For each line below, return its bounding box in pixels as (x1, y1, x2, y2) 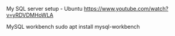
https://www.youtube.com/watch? (83, 5, 169, 12)
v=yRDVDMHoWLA (6, 11, 54, 19)
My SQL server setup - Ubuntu (6, 5, 83, 12)
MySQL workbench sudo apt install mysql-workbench (6, 23, 140, 30)
